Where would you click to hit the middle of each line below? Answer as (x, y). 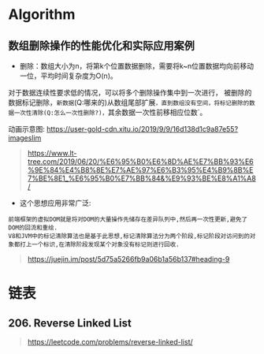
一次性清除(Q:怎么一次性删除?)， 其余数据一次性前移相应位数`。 (110, 112)
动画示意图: (27, 129)
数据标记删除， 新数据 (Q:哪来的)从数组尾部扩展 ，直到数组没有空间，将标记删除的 (129, 102)
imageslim (25, 138)
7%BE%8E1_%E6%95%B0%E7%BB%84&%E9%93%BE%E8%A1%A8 (141, 178)
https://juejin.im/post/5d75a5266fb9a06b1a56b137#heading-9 (128, 259)
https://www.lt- (52, 153)
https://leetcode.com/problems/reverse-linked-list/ (110, 342)
